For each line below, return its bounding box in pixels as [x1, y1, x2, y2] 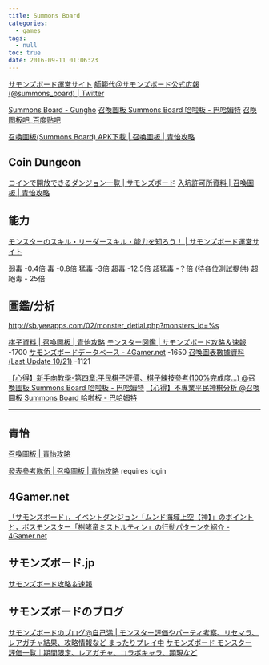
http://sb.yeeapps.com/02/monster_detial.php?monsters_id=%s [8, 321, 219, 331]
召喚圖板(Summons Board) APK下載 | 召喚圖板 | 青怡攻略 [8, 131, 195, 141]
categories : [8, 19, 48, 27]
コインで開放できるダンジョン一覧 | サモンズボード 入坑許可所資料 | [8, 178, 231, 187]
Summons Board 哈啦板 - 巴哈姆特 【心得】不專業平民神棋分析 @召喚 [30, 383, 260, 393]
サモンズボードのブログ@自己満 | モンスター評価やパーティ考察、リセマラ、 [8, 627, 259, 637]
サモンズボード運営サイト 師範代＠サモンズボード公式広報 [8, 79, 200, 89]
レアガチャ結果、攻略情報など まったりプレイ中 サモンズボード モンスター [8, 638, 252, 647]
